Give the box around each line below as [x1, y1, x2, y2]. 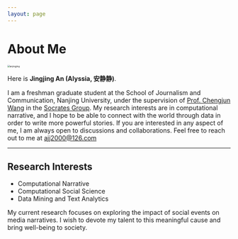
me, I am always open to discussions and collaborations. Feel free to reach [7, 126, 225, 135]
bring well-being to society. [7, 223, 87, 232]
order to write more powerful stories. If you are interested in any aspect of [7, 118, 224, 127]
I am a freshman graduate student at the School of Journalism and [7, 88, 201, 96]
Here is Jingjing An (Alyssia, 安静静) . [7, 74, 117, 82]
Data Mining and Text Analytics [17, 194, 109, 203]
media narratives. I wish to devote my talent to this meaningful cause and [7, 216, 221, 224]
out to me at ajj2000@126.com [7, 133, 97, 142]
